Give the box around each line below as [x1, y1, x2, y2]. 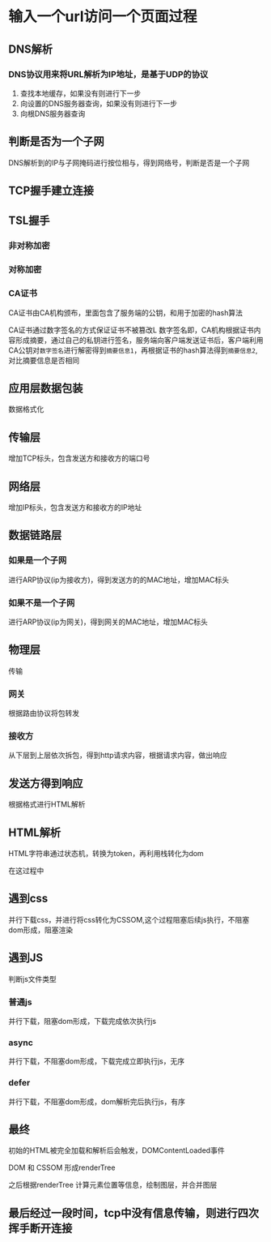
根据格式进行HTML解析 [8, 799, 87, 809]
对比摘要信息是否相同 [8, 355, 79, 365]
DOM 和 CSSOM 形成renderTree [8, 1163, 116, 1172]
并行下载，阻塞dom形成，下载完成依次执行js [8, 1016, 157, 1026]
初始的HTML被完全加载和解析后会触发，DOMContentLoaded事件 [8, 1146, 225, 1155]
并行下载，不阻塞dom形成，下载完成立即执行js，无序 [8, 1056, 185, 1066]
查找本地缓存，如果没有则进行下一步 [19, 88, 142, 98]
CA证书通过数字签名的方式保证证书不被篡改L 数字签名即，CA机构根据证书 [8, 325, 255, 335]
